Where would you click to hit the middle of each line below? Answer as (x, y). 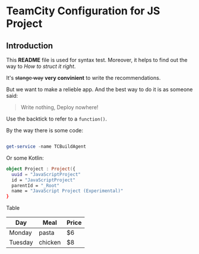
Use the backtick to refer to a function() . (57, 119)
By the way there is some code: (45, 130)
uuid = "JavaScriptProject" (46, 174)
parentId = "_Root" (36, 185)
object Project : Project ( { (41, 169)
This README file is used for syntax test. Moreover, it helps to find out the (97, 60)
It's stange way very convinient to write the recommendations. (83, 78)
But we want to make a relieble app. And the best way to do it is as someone (99, 89)
